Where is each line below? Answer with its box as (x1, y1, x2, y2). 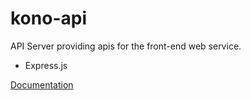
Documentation (10, 78, 74, 91)
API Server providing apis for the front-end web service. (10, 40, 242, 52)
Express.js (24, 59, 68, 71)
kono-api (10, 7, 87, 30)
